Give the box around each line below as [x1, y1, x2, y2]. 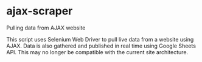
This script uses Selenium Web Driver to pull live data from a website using [6, 36, 194, 43]
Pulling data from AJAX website [6, 24, 86, 31]
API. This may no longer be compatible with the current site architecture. [6, 48, 189, 55]
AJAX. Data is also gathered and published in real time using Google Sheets [6, 42, 197, 49]
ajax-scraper [6, 4, 73, 18]
